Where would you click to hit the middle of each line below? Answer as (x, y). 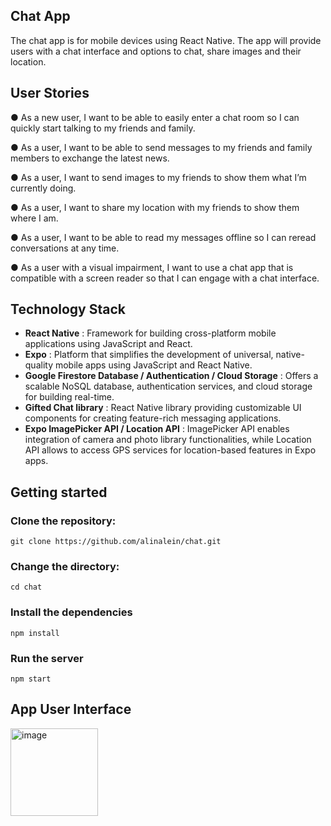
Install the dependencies (71, 612)
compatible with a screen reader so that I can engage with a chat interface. (165, 278)
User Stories (50, 93)
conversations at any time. (65, 248)
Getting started (59, 492)
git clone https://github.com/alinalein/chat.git (116, 542)
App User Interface (71, 709)
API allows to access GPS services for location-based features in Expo (170, 450)
